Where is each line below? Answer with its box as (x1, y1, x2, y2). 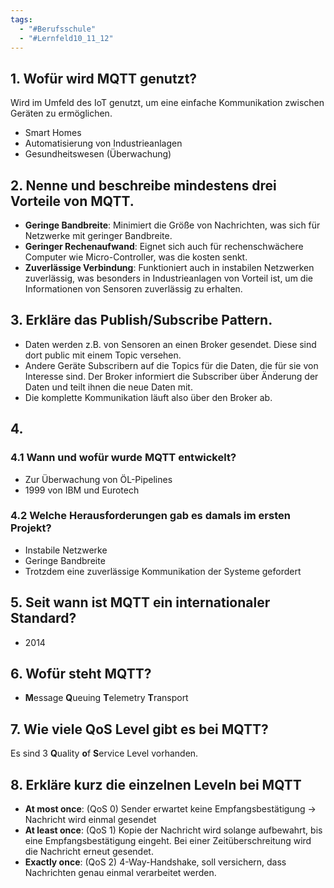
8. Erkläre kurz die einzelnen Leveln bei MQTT (10, 776, 302, 793)
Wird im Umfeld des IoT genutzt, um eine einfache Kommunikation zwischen (10, 97, 325, 109)
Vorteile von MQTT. (10, 192, 135, 210)
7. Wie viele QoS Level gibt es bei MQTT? (10, 721, 269, 738)
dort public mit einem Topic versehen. (24, 349, 182, 361)
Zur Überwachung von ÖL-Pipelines (24, 473, 173, 485)
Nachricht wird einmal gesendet (24, 814, 157, 826)
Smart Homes (24, 127, 82, 139)
